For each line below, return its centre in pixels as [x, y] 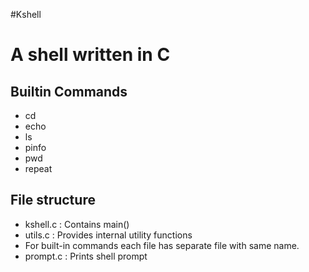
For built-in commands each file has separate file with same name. [162, 245]
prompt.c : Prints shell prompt [86, 256]
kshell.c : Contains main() [77, 224]
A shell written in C [90, 55]
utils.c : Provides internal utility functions [108, 235]
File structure [53, 200]
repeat [38, 168]
